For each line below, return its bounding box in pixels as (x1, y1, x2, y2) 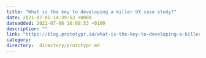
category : (6, 37, 32, 43)
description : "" (6, 25, 48, 32)
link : (6, 31, 20, 37)
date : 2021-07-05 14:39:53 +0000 (6, 14, 92, 21)
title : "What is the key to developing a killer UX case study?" (6, 8, 177, 15)
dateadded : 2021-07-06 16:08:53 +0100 (6, 20, 105, 26)
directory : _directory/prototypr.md (6, 43, 100, 49)
